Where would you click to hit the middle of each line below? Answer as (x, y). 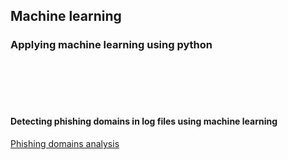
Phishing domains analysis (65, 143)
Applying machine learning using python (111, 45)
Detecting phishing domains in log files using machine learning (144, 121)
